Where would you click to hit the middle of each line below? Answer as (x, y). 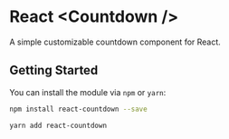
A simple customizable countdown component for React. (115, 42)
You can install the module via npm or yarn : (88, 92)
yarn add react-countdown (58, 125)
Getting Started (54, 70)
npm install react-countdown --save (78, 109)
